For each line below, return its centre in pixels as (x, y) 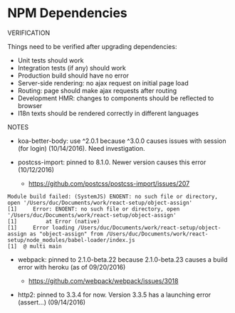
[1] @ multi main (35, 246)
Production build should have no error (73, 75)
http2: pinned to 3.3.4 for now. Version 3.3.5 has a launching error (114, 295)
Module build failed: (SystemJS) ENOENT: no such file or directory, (113, 196)
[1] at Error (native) (54, 221)
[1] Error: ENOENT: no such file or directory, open (94, 209)
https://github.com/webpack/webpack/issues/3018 (103, 281)
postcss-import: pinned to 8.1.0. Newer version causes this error (112, 162)
